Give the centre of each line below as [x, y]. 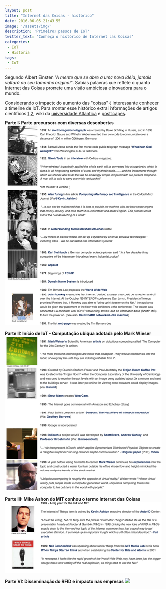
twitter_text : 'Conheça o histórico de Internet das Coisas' [70, 37]
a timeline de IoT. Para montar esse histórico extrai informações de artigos [81, 108]
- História [18, 52]
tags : [11, 58]
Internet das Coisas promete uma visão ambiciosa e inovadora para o [76, 88]
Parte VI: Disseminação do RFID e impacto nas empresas [65, 581]
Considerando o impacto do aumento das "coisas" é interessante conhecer [82, 103]
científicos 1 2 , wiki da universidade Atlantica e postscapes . [66, 114]
